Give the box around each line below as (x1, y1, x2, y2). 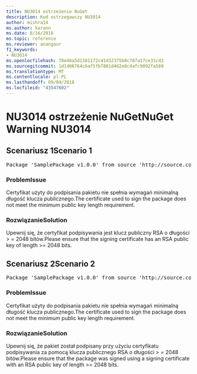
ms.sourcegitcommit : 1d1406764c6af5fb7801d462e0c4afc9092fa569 (6, 63, 164, 69)
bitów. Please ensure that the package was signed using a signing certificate (6, 355, 190, 362)
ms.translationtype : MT (6, 69, 64, 74)
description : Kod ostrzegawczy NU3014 (6, 14, 101, 20)
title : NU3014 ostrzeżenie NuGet (6, 8, 88, 15)
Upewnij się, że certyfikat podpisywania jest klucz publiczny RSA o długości (6, 229, 190, 236)
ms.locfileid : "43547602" (6, 85, 69, 91)
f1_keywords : (6, 47, 38, 53)
